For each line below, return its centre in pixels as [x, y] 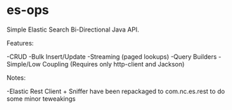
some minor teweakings [41, 98]
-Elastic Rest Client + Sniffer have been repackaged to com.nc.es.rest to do [116, 91]
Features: [20, 43]
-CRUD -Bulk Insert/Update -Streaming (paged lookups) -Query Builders [112, 56]
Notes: [16, 77]
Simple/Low [24, 64]
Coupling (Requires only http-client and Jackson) [114, 64]
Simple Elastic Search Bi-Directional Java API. [73, 29]
